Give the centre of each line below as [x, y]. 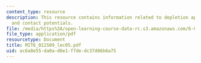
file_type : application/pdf [41, 34]
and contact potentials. [42, 23]
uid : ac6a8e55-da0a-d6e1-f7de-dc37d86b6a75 [61, 51]
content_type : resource [36, 12]
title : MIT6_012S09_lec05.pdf [44, 46]
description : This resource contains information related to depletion [97, 17]
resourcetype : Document [36, 40]
